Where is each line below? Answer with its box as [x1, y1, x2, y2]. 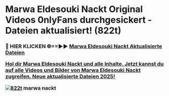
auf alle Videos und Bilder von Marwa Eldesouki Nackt [5, 67, 141, 74]
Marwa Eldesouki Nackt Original [5, 4, 143, 15]
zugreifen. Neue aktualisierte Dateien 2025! [5, 73, 115, 80]
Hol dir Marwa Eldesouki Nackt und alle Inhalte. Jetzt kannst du [5, 60, 164, 67]
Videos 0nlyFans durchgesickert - [5, 14, 152, 26]
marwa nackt [23, 84, 57, 91]
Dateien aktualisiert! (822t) [5, 25, 121, 36]
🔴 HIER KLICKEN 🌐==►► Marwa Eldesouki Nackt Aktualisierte [5, 43, 162, 50]
